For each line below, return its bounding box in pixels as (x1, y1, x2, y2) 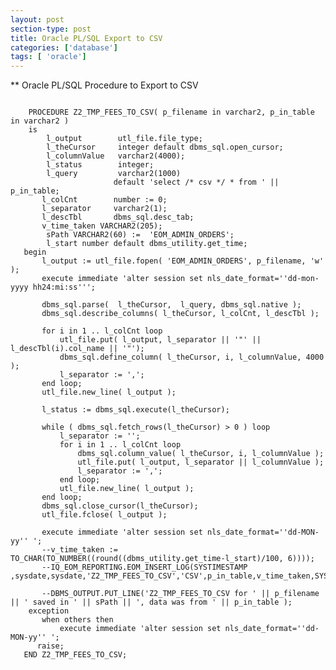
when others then (41, 615, 114, 625)
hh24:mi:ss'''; (32, 282, 97, 293)
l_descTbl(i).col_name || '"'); (10, 344, 145, 354)
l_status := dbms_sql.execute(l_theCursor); (41, 405, 230, 415)
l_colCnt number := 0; (41, 195, 168, 205)
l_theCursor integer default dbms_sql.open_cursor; (46, 142, 284, 153)
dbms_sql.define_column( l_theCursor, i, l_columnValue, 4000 (59, 352, 325, 363)
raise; (36, 641, 65, 651)
